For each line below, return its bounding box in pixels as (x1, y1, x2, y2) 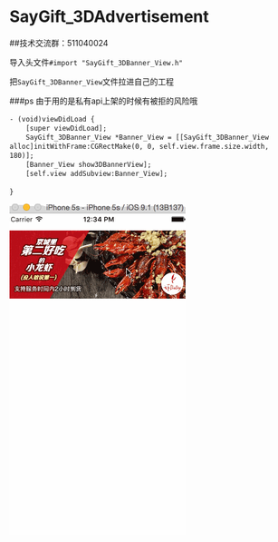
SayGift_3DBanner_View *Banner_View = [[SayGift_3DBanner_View (25, 133, 270, 142)
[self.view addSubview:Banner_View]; (25, 169, 168, 178)
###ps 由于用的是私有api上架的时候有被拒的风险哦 (9, 95, 198, 106)
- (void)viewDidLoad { (9, 114, 95, 123)
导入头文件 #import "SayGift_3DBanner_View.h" (9, 56, 184, 67)
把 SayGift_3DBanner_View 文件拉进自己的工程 (9, 75, 175, 87)
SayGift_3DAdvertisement (9, 6, 210, 27)
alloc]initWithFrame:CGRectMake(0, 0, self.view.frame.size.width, (9, 142, 270, 151)
